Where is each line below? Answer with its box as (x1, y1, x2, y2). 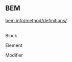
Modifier (5, 52, 23, 58)
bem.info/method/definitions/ (5, 17, 67, 23)
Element (5, 42, 23, 48)
